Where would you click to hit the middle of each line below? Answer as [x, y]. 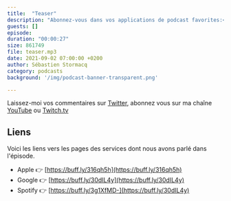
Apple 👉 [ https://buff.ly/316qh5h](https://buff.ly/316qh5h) [99, 170]
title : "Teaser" [32, 13]
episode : [20, 33]
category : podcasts [35, 71]
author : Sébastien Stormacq [47, 65]
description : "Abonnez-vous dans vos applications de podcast [98, 20]
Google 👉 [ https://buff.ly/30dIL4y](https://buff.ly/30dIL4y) [100, 180]
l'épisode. [21, 156]
